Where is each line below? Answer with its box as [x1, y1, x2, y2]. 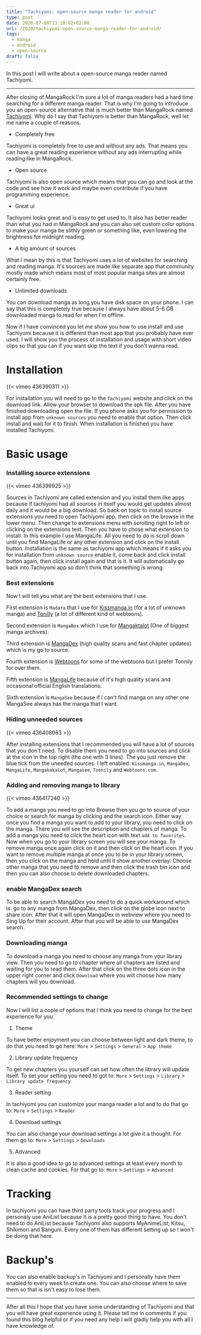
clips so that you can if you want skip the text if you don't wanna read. [6, 342, 179, 349]
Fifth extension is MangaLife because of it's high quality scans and [6, 676, 171, 683]
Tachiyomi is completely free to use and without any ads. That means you [6, 142, 188, 149]
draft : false [6, 53, 39, 59]
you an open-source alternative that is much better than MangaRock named [6, 106, 193, 113]
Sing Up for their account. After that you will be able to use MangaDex [6, 917, 179, 925]
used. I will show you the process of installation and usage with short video [6, 336, 191, 343]
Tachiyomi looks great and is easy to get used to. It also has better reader [6, 214, 187, 221]
